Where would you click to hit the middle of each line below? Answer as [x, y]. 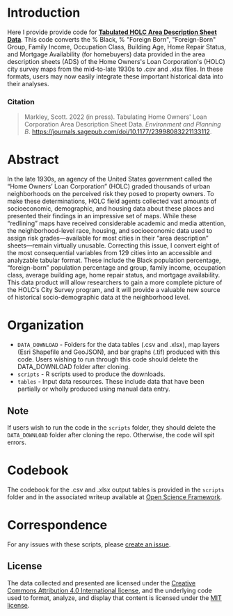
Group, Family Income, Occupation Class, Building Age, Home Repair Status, [117, 47]
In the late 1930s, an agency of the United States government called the [110, 179]
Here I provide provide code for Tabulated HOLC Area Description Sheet [112, 32]
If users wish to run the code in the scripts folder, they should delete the [112, 427]
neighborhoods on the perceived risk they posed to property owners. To [111, 194]
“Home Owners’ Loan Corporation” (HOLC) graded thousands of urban [109, 186]
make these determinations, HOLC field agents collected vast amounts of [112, 201]
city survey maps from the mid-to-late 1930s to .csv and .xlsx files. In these [115, 69]
